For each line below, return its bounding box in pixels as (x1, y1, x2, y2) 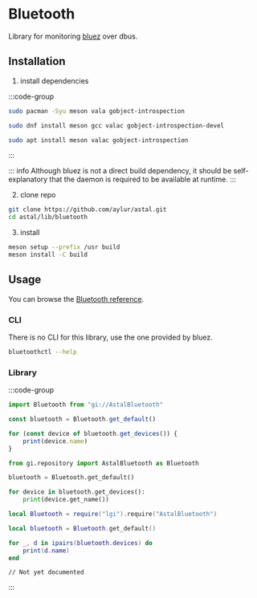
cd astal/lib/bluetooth (8, 214, 88, 222)
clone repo (19, 190, 56, 200)
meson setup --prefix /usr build (8, 243, 120, 251)
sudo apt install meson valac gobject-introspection (8, 136, 189, 144)
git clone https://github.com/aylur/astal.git (8, 205, 167, 214)
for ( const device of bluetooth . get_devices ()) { (8, 429, 178, 437)
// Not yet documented (8, 568, 84, 576)
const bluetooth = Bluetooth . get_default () (8, 415, 157, 424)
